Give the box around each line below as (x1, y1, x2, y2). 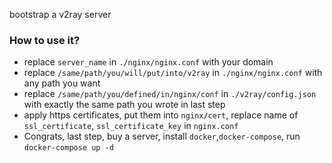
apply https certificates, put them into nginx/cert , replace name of (23, 109, 299, 121)
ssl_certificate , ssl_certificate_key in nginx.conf (23, 120, 239, 132)
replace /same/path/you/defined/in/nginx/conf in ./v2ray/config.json (23, 88, 317, 100)
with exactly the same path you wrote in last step (23, 99, 226, 111)
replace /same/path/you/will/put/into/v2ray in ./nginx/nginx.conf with (23, 67, 323, 79)
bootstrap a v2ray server (9, 9, 112, 20)
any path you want (23, 77, 101, 89)
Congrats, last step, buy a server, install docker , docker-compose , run (23, 130, 301, 143)
